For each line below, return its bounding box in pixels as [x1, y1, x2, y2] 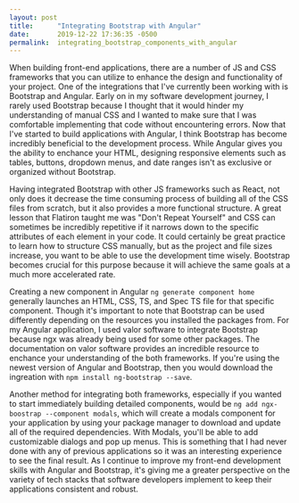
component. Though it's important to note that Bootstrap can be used [9, 305, 265, 317]
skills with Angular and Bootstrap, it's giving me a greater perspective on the [9, 465, 290, 475]
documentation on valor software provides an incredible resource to [9, 343, 260, 354]
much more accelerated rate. [9, 269, 116, 280]
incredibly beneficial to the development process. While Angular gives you [9, 138, 283, 149]
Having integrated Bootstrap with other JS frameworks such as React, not [9, 184, 280, 194]
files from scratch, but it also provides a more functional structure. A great [9, 202, 282, 214]
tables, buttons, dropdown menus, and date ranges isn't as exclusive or [9, 157, 272, 168]
